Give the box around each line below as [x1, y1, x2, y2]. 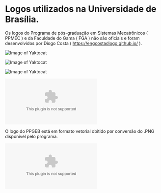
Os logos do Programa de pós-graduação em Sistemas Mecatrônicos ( [5, 30, 148, 36]
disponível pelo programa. [5, 133, 58, 139]
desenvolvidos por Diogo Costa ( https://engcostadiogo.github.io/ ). [5, 40, 142, 46]
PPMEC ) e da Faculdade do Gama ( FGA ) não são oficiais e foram [5, 35, 140, 41]
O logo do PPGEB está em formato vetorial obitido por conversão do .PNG [5, 128, 155, 134]
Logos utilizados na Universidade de [5, 3, 157, 15]
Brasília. [5, 14, 39, 25]
